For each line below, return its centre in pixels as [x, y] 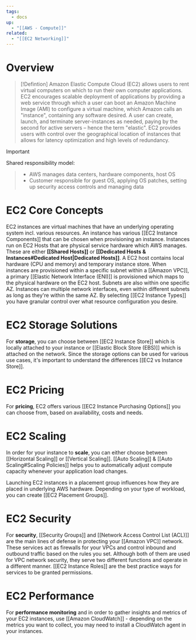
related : [17, 33]
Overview [30, 68]
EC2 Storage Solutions [62, 325]
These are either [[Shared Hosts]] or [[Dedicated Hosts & [76, 251]
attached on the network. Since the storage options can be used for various [97, 354]
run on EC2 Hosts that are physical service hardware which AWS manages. [97, 245]
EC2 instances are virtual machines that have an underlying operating [90, 226]
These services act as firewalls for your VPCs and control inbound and [91, 547]
